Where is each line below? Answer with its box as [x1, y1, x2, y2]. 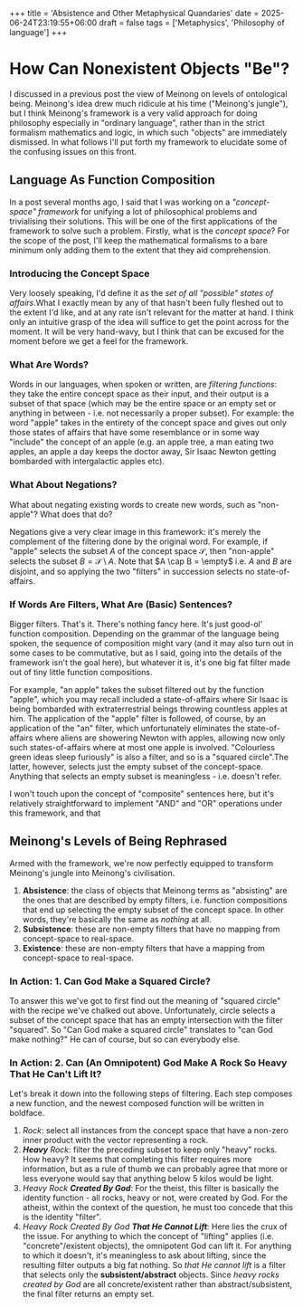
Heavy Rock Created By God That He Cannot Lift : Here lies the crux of [22, 1221, 288, 1232]
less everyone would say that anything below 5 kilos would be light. [22, 1173, 274, 1184]
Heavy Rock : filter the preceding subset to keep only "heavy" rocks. [22, 1144, 278, 1155]
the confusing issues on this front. [9, 146, 137, 157]
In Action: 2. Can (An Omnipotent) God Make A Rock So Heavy [9, 1056, 288, 1069]
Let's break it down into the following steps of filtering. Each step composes [9, 1088, 293, 1099]
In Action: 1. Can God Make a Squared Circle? [9, 975, 211, 988]
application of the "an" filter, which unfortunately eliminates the [9, 722, 246, 733]
